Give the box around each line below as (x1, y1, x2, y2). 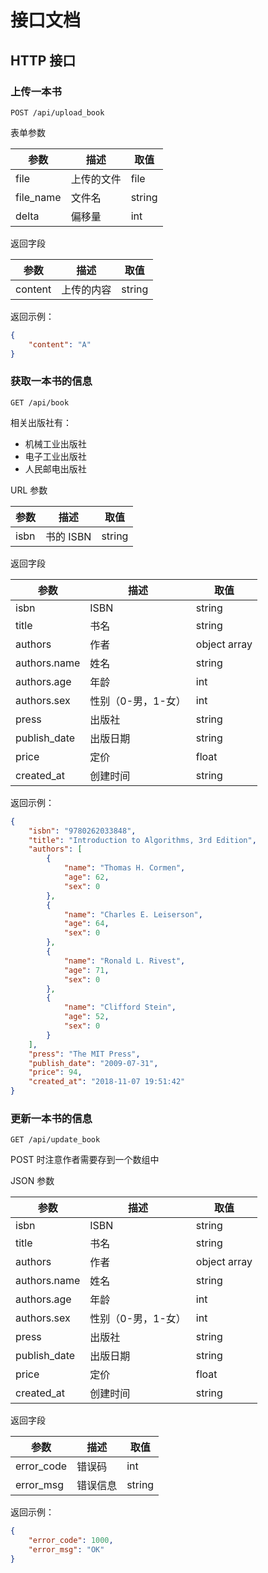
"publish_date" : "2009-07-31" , (28, 1058, 159, 1068)
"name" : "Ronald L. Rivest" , (63, 956, 186, 966)
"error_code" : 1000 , (28, 1536, 114, 1546)
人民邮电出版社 (24, 462, 87, 475)
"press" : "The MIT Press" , (28, 1049, 141, 1059)
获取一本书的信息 (10, 374, 93, 388)
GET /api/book (10, 397, 70, 408)
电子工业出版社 (24, 450, 87, 462)
